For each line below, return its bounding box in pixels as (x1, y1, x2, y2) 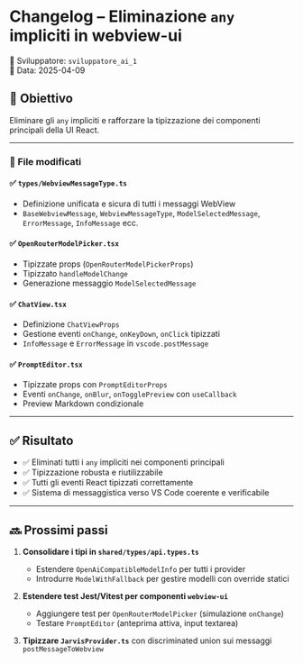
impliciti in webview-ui (9, 25, 182, 46)
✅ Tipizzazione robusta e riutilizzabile (22, 467, 164, 478)
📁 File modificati (9, 155, 82, 168)
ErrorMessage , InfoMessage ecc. (22, 217, 139, 228)
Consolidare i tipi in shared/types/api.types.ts (22, 547, 200, 558)
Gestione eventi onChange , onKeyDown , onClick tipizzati (22, 329, 221, 340)
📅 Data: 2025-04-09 (9, 65, 86, 76)
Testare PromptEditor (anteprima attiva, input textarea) (35, 618, 239, 629)
